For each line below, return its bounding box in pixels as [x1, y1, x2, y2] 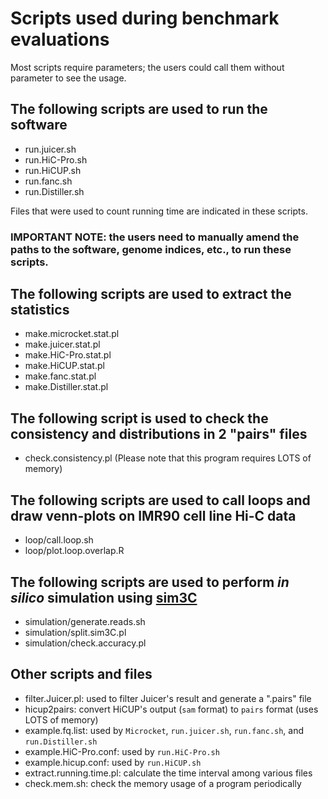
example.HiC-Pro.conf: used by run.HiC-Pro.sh [24, 745, 220, 757]
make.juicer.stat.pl [24, 338, 101, 351]
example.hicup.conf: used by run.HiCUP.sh [24, 756, 202, 768]
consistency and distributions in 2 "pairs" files [10, 425, 308, 442]
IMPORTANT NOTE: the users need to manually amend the [10, 230, 300, 244]
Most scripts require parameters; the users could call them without [10, 61, 285, 73]
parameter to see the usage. [10, 72, 127, 84]
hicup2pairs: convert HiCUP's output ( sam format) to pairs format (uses [24, 703, 319, 715]
